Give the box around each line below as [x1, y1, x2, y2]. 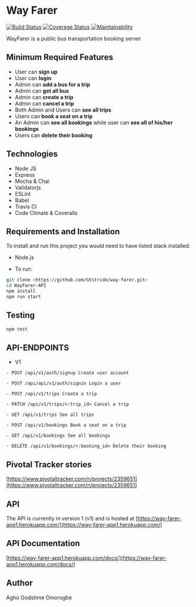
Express [14, 171, 35, 178]
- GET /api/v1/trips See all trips [6, 412, 95, 418]
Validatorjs [14, 183, 41, 191]
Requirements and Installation [6, 226, 120, 237]
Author [6, 578, 33, 588]
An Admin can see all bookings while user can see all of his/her [14, 119, 173, 126]
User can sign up [14, 68, 58, 75]
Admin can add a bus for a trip [14, 81, 91, 88]
